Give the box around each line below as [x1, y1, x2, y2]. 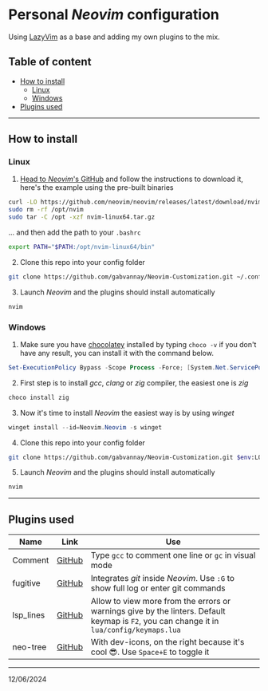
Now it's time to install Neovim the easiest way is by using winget [19, 408, 235, 417]
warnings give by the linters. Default [90, 606, 226, 617]
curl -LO [8, 198, 37, 207]
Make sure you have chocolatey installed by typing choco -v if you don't [19, 339, 257, 349]
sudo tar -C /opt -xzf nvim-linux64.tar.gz [8, 213, 156, 221]
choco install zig [8, 393, 69, 401]
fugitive [12, 578, 41, 589]
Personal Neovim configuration [8, 6, 219, 24]
